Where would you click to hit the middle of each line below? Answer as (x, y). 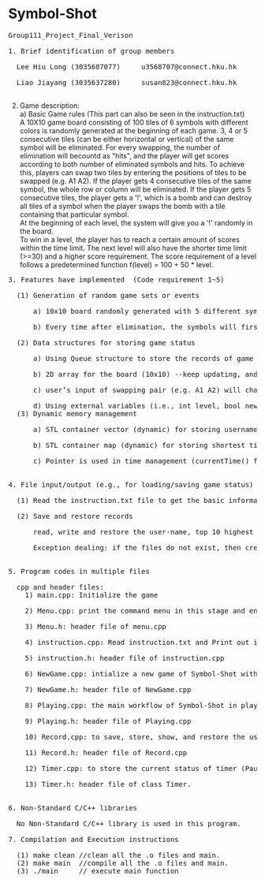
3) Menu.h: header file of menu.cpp (96, 626)
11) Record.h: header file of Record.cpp (106, 753)
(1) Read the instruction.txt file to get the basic (120, 500)
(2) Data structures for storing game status (106, 343)
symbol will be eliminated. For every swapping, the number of (120, 147)
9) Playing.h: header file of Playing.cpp (108, 721)
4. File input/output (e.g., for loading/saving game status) (131, 484)
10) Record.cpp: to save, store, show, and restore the (135, 737)
